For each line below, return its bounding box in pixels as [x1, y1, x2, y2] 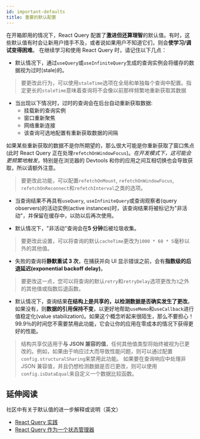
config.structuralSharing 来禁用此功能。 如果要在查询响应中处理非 [20, 355, 186, 362]
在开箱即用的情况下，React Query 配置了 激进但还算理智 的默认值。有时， [6, 31, 185, 39]
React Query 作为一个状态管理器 [14, 426, 94, 433]
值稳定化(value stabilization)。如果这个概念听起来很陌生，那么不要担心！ [14, 313, 194, 320]
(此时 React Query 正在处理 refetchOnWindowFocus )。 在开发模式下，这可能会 [6, 149, 192, 156]
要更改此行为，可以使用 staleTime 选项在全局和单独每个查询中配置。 [20, 79, 187, 86]
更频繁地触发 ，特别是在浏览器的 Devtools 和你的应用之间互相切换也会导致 [6, 156, 188, 164]
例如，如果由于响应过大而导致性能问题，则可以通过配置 [36, 347, 173, 355]
